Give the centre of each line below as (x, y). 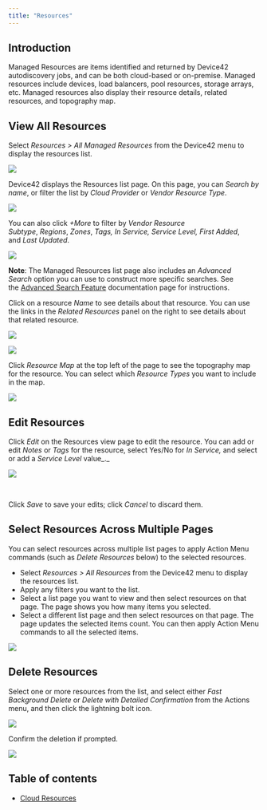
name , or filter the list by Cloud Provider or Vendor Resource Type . (118, 193)
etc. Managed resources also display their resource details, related (118, 93)
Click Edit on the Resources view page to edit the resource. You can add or (132, 442)
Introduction (40, 48)
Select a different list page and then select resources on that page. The (137, 614)
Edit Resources (47, 423)
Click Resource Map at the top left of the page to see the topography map (130, 365)
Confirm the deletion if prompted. (63, 738)
